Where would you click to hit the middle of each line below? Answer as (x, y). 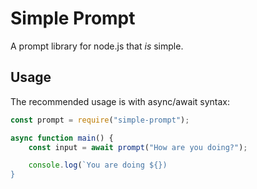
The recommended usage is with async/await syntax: (120, 101)
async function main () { (62, 138)
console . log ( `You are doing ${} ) (98, 165)
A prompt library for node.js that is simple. (97, 46)
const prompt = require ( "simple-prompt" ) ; (100, 120)
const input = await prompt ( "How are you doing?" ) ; (138, 147)
